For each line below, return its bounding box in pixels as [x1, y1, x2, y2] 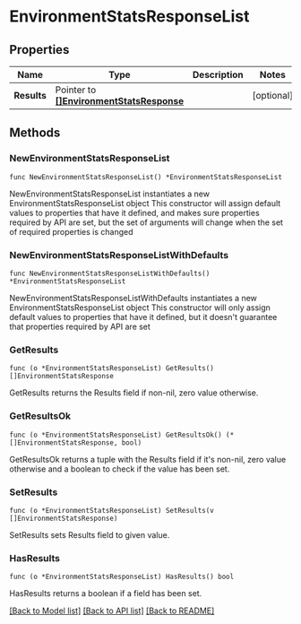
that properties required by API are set [9, 321, 150, 332]
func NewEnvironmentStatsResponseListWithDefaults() [9, 269, 211, 278]
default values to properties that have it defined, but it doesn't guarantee [9, 311, 278, 322]
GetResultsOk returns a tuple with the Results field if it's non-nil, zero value [9, 454, 287, 464]
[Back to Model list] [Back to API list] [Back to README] [9, 605, 215, 616]
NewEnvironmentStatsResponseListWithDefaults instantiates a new [9, 292, 258, 303]
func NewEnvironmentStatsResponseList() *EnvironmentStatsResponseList [9, 172, 282, 181]
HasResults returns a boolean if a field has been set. [9, 588, 202, 599]
